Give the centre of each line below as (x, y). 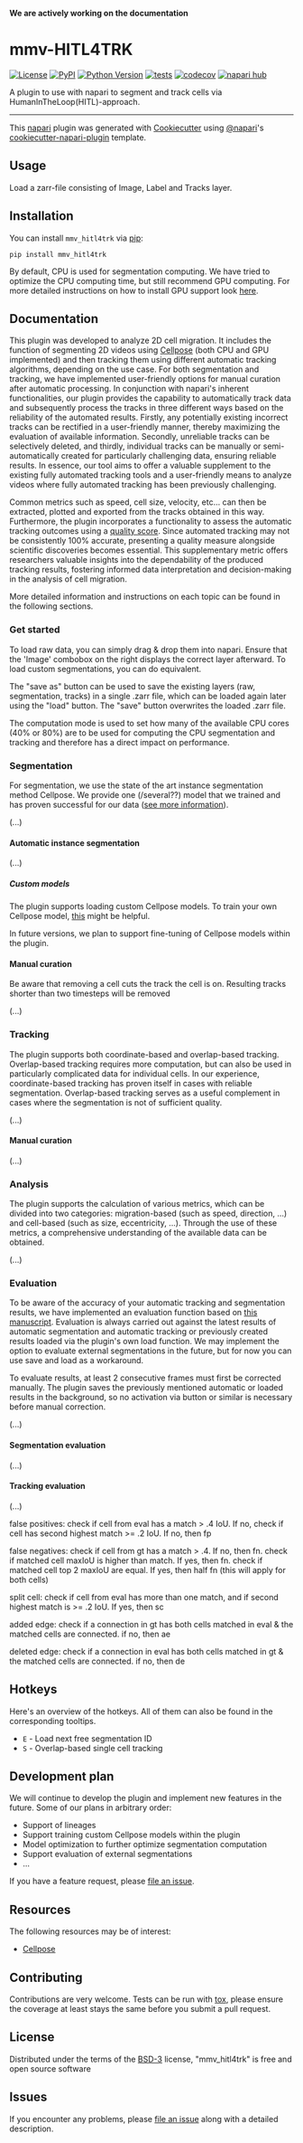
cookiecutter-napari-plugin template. (78, 137)
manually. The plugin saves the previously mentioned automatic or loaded (147, 1388)
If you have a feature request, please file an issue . (102, 1882)
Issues (28, 2097)
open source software (50, 2068)
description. (32, 2129)
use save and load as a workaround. (77, 1361)
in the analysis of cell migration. (69, 579)
